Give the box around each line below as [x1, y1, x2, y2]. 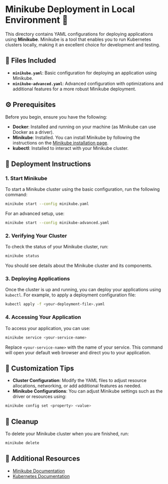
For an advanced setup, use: [5, 210, 65, 217]
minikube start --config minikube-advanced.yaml [5, 221, 109, 226]
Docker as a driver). [12, 129, 54, 135]
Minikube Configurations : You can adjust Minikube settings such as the [12, 388, 163, 394]
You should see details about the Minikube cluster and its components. [5, 262, 153, 268]
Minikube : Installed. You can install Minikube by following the [12, 134, 140, 140]
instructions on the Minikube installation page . [12, 140, 108, 146]
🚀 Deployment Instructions [5, 159, 91, 168]
